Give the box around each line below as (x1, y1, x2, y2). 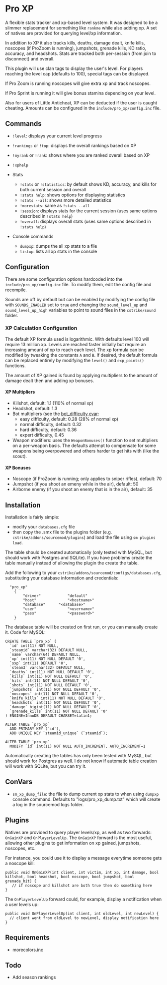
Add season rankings (12, 975, 56, 981)
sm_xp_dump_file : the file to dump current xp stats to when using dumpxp (12, 791, 159, 797)
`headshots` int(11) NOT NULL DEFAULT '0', (9, 700, 101, 705)
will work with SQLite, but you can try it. (5, 763, 87, 769)
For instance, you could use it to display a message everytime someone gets (5, 855, 162, 861)
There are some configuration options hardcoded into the (5, 276, 123, 282)
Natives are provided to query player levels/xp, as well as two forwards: (5, 829, 152, 835)
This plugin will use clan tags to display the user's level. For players (5, 65, 143, 71)
